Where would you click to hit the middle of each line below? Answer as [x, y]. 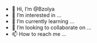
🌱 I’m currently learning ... [43, 21]
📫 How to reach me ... [39, 34]
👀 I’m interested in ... [36, 15]
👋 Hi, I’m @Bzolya [33, 9]
